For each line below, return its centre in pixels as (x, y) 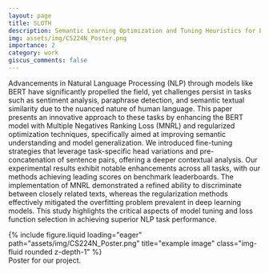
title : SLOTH (30, 23)
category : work (34, 53)
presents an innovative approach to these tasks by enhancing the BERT (126, 117)
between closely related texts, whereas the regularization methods (118, 194)
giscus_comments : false (48, 61)
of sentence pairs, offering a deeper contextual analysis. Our (157, 159)
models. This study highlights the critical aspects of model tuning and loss (131, 211)
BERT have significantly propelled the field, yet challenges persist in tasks (130, 91)
